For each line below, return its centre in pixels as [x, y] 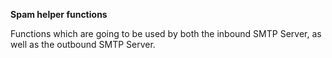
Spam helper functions [59, 14]
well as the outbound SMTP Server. [83, 44]
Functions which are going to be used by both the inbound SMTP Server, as [166, 33]
